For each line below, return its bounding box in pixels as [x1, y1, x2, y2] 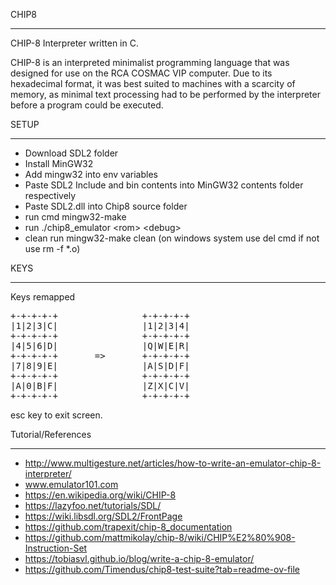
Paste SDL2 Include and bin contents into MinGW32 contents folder [24, 179, 304, 191]
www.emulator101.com [24, 479, 119, 490]
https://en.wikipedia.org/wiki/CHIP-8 [24, 489, 177, 501]
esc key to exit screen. [10, 409, 103, 421]
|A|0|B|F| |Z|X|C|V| [10, 380, 190, 391]
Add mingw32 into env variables [24, 169, 158, 180]
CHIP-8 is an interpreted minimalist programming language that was [10, 57, 290, 68]
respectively [24, 190, 77, 201]
